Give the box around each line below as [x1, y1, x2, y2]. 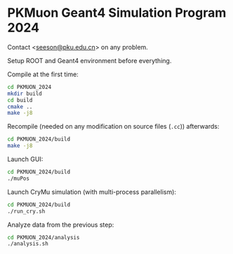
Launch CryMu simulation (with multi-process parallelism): [7, 188, 177, 196]
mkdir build [7, 90, 42, 97]
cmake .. [7, 103, 33, 110]
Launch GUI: [7, 155, 44, 164]
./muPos [7, 175, 30, 182]
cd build [7, 97, 33, 104]
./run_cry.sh [7, 208, 46, 215]
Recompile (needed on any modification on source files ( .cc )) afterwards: [7, 122, 220, 131]
